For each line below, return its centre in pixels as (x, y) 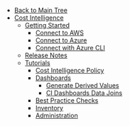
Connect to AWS (59, 33)
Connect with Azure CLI (70, 48)
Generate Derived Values (82, 85)
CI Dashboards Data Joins (84, 93)
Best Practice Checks (67, 101)
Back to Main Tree (40, 10)
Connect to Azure (61, 40)
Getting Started (47, 25)
